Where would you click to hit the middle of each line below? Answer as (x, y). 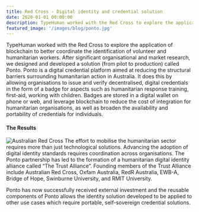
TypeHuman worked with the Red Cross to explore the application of (90, 45)
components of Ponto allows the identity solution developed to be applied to (99, 197)
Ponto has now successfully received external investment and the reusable (98, 190)
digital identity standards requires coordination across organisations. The (95, 153)
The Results (21, 127)
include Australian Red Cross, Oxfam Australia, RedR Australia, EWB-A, (93, 172)
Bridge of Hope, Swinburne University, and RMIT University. (79, 179)
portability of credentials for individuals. (55, 114)
